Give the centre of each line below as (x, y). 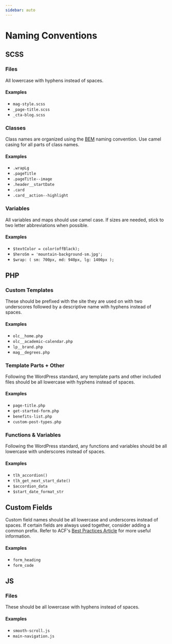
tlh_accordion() (30, 475)
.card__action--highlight (40, 196)
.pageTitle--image (32, 179)
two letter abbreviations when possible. (47, 225)
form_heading (27, 560)
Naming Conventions (51, 35)
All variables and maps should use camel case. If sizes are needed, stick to (85, 220)
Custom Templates (30, 290)
